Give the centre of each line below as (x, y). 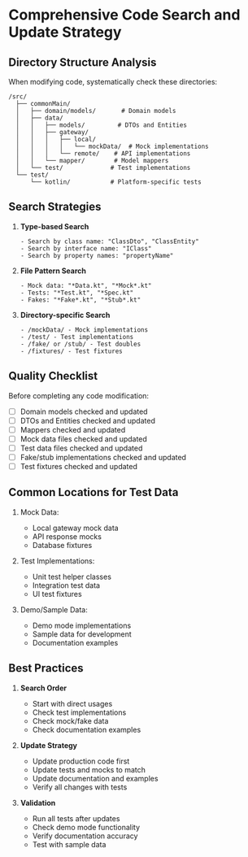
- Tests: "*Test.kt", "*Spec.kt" (77, 293)
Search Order (44, 688)
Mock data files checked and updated (84, 439)
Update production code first (81, 761)
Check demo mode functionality (86, 827)
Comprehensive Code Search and (124, 15)
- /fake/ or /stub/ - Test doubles (80, 344)
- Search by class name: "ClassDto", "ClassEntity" (109, 241)
